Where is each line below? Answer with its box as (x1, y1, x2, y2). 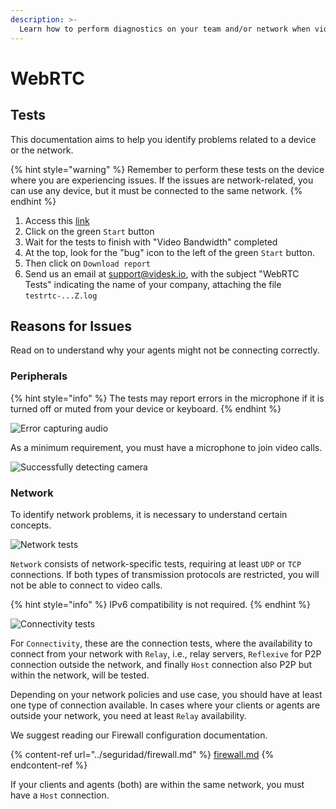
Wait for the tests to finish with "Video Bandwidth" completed (24, 236, 278, 248)
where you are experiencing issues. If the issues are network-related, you (10, 174, 314, 186)
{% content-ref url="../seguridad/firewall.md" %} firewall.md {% (10, 748, 275, 760)
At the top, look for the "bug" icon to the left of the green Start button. (24, 246, 316, 258)
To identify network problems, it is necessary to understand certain (10, 508, 288, 520)
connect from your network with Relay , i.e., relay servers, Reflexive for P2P (10, 647, 322, 660)
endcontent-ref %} (10, 759, 88, 771)
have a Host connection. (10, 789, 110, 801)
